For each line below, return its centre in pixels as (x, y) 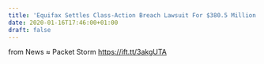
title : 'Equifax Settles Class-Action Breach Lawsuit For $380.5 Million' (134, 15)
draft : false (30, 30)
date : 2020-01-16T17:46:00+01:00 (63, 23)
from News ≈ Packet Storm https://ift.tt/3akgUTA (88, 52)
